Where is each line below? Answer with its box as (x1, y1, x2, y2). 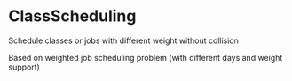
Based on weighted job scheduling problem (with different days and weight (8, 52, 283, 63)
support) (8, 62, 41, 72)
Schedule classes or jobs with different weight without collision (8, 35, 239, 46)
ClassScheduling (8, 6, 137, 26)
